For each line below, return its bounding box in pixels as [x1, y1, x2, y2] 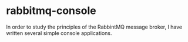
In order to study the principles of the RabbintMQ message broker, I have [6, 23, 183, 30]
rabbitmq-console [6, 4, 96, 17]
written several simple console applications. [6, 29, 113, 36]
